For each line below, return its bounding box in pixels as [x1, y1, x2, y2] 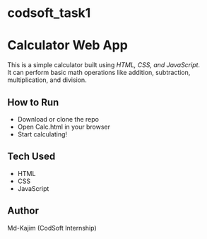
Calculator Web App [7, 37, 129, 54]
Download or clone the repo [17, 115, 99, 123]
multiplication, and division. [7, 76, 87, 84]
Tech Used [7, 151, 56, 163]
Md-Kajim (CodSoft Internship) [7, 223, 97, 232]
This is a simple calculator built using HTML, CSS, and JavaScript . [7, 61, 200, 69]
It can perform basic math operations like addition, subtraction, [7, 69, 191, 77]
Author [7, 205, 39, 217]
